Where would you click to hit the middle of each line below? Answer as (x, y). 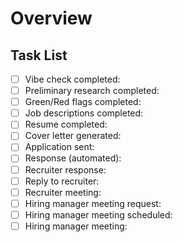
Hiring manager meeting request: (93, 203)
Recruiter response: (65, 169)
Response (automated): (73, 158)
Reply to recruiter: (62, 181)
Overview (51, 18)
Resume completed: (66, 124)
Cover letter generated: (73, 136)
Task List (39, 55)
